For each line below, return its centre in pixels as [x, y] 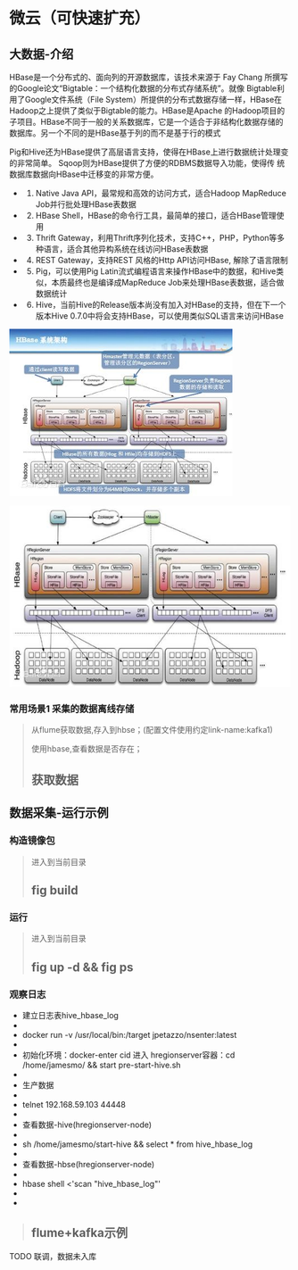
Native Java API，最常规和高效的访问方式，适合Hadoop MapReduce [161, 193]
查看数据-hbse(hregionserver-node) [88, 1164]
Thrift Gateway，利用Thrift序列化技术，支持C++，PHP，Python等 [156, 238]
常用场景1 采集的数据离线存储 [72, 709]
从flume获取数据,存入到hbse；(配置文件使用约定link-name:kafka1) [152, 730]
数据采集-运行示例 [59, 813]
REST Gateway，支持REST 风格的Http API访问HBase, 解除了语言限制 [161, 260]
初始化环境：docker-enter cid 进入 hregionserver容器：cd [128, 1055]
